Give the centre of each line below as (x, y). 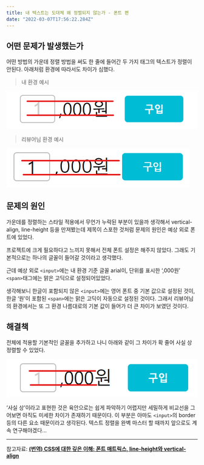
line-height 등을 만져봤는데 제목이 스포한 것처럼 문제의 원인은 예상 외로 (105, 229)
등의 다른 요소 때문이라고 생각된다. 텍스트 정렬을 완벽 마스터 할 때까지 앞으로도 (99, 423)
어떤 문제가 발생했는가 (45, 46)
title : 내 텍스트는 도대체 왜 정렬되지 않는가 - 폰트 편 (68, 13)
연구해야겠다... (30, 430)
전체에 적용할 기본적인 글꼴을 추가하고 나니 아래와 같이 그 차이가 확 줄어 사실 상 (99, 343)
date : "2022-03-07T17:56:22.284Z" (50, 19)
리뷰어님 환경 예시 (42, 139)
